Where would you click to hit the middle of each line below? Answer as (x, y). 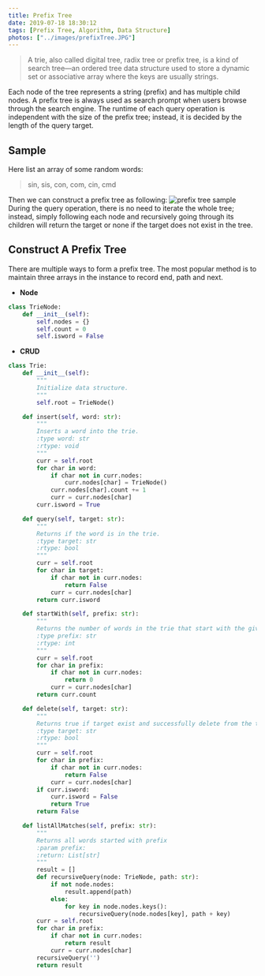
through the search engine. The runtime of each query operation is (117, 109)
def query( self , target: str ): (74, 519)
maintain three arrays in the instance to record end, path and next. (116, 277)
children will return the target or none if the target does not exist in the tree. (131, 225)
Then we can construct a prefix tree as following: (88, 200)
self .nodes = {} (63, 322)
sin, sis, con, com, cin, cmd (72, 185)
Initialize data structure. (82, 387)
